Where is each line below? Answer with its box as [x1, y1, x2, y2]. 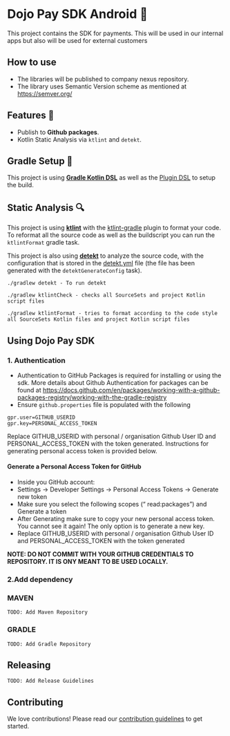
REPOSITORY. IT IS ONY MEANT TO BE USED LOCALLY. [7, 558, 169, 566]
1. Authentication [7, 355, 66, 365]
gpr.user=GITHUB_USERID [7, 414, 76, 421]
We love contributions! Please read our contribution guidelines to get [7, 715, 202, 723]
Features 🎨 [7, 110, 55, 122]
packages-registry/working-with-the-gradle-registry [17, 393, 167, 402]
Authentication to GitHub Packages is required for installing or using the [17, 371, 222, 379]
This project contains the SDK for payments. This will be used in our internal [7, 29, 224, 37]
